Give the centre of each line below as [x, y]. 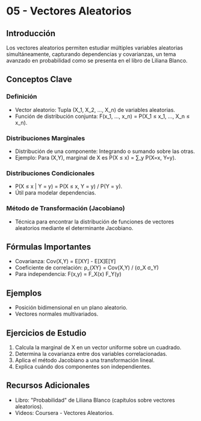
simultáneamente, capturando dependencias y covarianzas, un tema [91, 54]
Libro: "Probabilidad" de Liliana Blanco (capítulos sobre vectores [95, 400]
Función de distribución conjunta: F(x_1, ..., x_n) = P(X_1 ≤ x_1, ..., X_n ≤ [102, 116]
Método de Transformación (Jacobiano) [66, 208]
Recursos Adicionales [48, 386]
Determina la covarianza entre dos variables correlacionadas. [91, 354]
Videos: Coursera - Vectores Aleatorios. [64, 413]
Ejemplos [24, 293]
